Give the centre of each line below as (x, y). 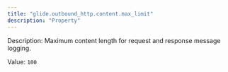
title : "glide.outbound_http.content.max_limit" (80, 14)
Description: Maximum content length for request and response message (114, 40)
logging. (19, 48)
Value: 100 (22, 61)
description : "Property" (44, 20)
